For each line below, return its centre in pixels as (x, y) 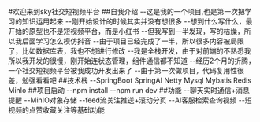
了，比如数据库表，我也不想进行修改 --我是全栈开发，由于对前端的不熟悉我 (130, 51)
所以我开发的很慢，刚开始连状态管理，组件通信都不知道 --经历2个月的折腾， (132, 61)
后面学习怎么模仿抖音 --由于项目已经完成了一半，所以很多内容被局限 (133, 41)
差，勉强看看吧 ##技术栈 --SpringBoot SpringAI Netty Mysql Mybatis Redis (130, 80)
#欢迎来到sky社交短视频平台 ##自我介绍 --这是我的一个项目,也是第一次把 (127, 11)
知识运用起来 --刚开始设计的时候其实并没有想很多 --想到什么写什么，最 (137, 21)
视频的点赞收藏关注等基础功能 (56, 110)
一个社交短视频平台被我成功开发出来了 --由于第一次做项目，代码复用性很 (126, 70)
